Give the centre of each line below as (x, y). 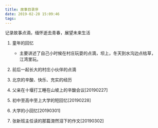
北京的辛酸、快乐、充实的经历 (42, 80)
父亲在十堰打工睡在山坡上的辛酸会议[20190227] (60, 90)
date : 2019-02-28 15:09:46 (32, 14)
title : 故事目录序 (22, 9)
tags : (10, 18)
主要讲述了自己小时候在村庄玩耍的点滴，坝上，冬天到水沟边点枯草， (88, 53)
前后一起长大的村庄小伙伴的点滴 (44, 70)
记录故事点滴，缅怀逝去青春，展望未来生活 (48, 33)
